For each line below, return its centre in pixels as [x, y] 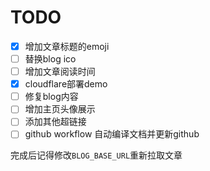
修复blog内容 [51, 97]
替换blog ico [50, 59]
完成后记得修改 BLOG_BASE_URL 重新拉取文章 [96, 155]
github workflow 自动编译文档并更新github [112, 134]
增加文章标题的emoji [67, 46]
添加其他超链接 [55, 122]
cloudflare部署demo [66, 84]
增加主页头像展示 [60, 109]
